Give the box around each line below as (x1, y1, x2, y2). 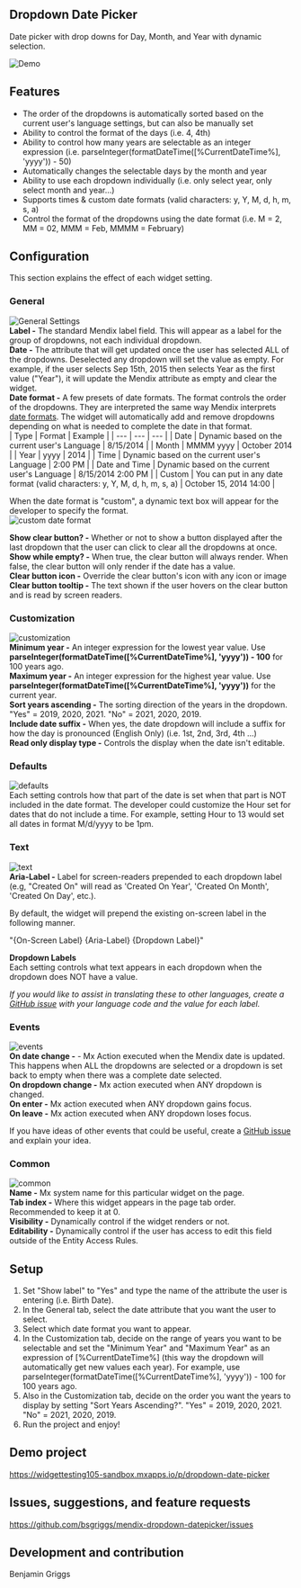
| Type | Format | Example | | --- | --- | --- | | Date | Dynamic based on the (9, 430, 283, 441)
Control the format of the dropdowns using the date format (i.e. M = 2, (22, 213, 283, 224)
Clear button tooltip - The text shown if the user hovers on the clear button (9, 579, 288, 590)
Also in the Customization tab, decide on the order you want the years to (22, 1390, 291, 1402)
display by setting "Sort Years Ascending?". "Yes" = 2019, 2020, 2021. (22, 1400, 282, 1411)
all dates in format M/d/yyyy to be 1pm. (9, 819, 155, 830)
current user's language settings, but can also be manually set (22, 117, 253, 129)
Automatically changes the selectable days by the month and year (22, 166, 268, 176)
